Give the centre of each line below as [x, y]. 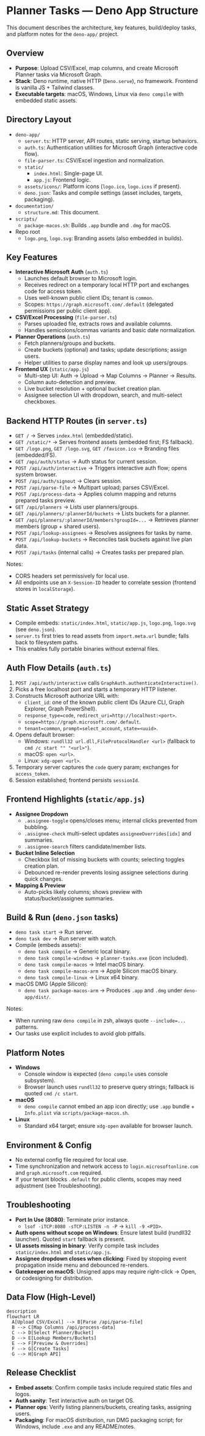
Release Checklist [41, 1373]
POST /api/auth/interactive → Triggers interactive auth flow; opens [101, 468]
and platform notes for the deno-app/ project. [63, 34]
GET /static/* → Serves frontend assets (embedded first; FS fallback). [104, 442]
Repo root [28, 231]
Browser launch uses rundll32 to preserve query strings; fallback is [109, 1087]
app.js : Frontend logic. [62, 179]
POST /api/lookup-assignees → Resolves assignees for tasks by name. [103, 533]
